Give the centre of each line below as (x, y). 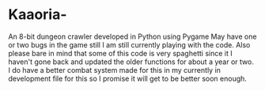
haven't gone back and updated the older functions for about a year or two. (131, 62)
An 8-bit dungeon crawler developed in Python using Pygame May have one (132, 36)
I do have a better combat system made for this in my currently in (115, 70)
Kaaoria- (38, 15)
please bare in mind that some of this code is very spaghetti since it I (120, 53)
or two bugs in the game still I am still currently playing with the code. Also (129, 44)
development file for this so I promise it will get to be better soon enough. (128, 78)
